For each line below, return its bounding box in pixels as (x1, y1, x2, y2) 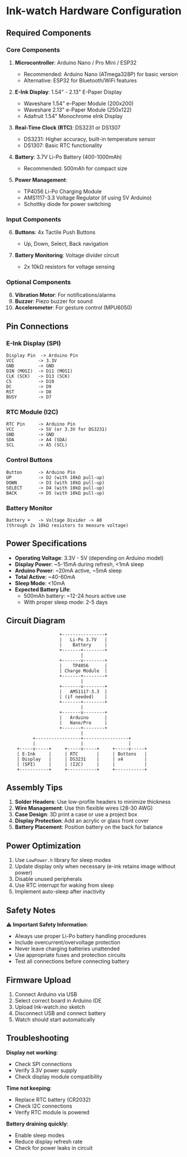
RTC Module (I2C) (6, 408, 59, 416)
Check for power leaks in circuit (14, 1144, 93, 1151)
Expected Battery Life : (14, 586, 71, 593)
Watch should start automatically (14, 1016, 96, 1023)
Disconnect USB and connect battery (14, 1009, 106, 1016)
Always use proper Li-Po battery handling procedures (14, 933, 147, 940)
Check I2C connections (14, 1102, 72, 1110)
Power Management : (14, 176, 68, 183)
